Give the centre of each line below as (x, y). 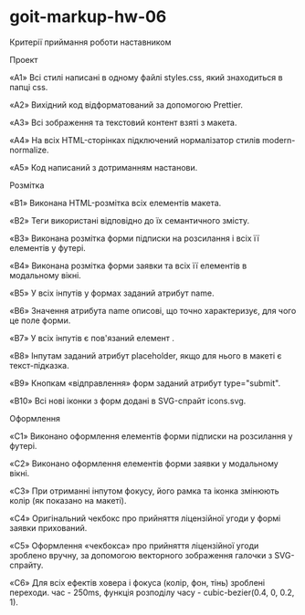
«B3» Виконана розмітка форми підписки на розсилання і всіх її (135, 238)
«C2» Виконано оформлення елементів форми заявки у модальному (144, 464)
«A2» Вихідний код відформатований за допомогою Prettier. (126, 104)
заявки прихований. (48, 527)
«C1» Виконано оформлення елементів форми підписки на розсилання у (151, 436)
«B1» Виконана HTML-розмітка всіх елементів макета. (116, 203)
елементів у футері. (48, 247)
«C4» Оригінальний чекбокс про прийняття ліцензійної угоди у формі (145, 518)
